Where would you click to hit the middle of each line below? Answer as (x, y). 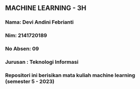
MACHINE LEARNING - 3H (46, 8)
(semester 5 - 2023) (30, 81)
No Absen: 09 (22, 49)
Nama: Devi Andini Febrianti (40, 22)
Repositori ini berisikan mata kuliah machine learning (70, 75)
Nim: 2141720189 (26, 36)
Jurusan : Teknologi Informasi (42, 62)
